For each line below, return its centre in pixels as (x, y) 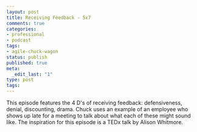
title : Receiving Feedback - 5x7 (49, 18)
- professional (26, 35)
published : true (27, 63)
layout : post (23, 12)
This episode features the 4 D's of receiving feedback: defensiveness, (94, 103)
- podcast (19, 40)
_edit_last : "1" (32, 74)
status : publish (27, 57)
